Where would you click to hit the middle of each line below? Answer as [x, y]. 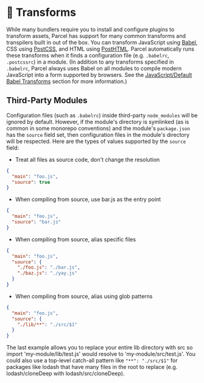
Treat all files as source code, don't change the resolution [87, 159]
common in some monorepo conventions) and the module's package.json [98, 128]
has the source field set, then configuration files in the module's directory [98, 134]
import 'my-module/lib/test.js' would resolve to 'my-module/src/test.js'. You [101, 354]
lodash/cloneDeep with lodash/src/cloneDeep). [65, 374]
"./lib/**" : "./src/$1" [47, 324]
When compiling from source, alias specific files [75, 239]
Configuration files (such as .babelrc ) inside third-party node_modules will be [102, 115]
